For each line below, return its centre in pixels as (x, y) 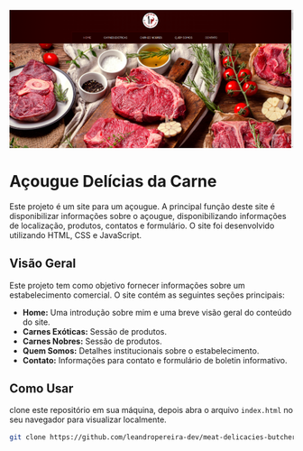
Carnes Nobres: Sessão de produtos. (92, 341)
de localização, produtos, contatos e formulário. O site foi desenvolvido (142, 225)
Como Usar (41, 388)
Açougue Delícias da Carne (113, 182)
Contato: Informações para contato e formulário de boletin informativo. (155, 360)
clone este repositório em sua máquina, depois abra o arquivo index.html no (151, 410)
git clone (28, 437)
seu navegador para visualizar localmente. (88, 419)
